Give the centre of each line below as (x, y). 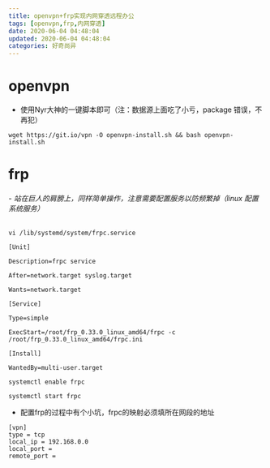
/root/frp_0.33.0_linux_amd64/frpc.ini (76, 340)
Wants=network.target (45, 290)
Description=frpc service (52, 262)
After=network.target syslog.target (70, 276)
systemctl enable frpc (47, 382)
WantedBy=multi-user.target (56, 368)
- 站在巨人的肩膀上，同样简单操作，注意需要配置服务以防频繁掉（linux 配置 (134, 198)
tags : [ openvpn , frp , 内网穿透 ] (57, 24)
